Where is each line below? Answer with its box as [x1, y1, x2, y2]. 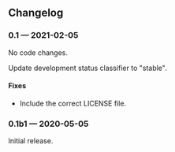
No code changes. [8, 47, 69, 57]
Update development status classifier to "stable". [8, 63, 167, 72]
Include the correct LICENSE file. [19, 98, 127, 108]
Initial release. [8, 136, 54, 146]
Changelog [8, 6, 64, 20]
